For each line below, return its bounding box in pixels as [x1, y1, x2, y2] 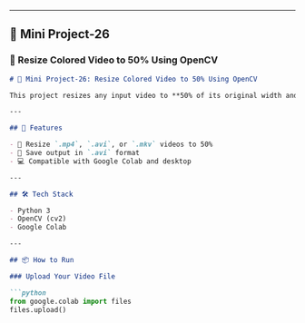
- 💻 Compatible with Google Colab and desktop [9, 156, 192, 166]
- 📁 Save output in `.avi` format [9, 149, 141, 158]
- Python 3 [9, 206, 51, 215]
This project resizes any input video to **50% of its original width [9, 91, 282, 100]
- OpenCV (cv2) [9, 214, 67, 223]
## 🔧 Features [9, 123, 64, 132]
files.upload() [9, 305, 67, 314]
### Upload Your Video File [9, 271, 116, 281]
